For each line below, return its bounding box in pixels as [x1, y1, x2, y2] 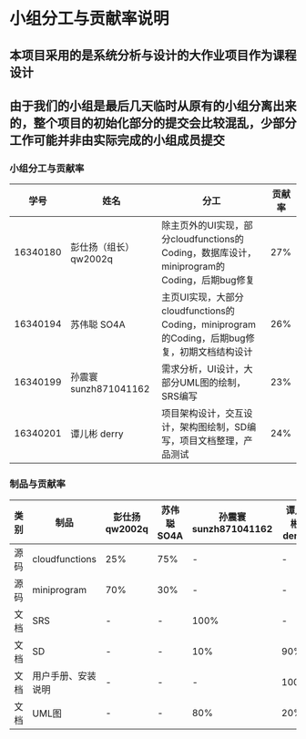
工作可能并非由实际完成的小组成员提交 [9, 132, 225, 148]
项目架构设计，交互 [161, 407, 244, 420]
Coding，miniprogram [161, 318, 257, 331]
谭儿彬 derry [70, 427, 124, 440]
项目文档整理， [179, 435, 244, 447]
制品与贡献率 [9, 477, 66, 490]
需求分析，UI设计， [161, 363, 244, 375]
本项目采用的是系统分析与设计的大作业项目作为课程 [9, 47, 297, 63]
